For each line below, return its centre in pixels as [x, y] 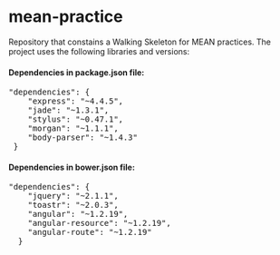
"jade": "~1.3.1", [68, 110]
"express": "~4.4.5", [76, 101]
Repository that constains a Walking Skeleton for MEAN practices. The [140, 42]
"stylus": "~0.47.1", [76, 119]
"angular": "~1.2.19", [78, 214]
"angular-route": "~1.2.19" [90, 232]
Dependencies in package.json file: [77, 72]
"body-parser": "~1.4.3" [82, 137]
